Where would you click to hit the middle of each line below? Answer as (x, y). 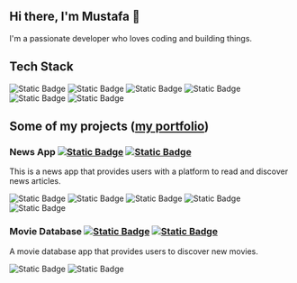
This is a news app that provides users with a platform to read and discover (149, 171)
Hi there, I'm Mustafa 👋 (75, 17)
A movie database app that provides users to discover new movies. (134, 251)
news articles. (35, 181)
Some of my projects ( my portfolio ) (109, 127)
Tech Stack (41, 67)
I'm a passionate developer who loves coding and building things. (131, 38)
